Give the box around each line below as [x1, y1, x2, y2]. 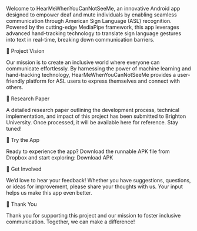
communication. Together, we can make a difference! [6, 218, 135, 225]
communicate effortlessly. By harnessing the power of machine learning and [6, 65, 191, 72]
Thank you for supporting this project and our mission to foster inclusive [6, 212, 181, 219]
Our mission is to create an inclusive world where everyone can [6, 59, 160, 66]
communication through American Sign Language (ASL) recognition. [6, 18, 172, 24]
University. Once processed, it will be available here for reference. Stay [6, 119, 178, 125]
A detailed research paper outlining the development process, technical [6, 107, 179, 113]
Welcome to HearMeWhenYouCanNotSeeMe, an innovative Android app [6, 5, 181, 12]
